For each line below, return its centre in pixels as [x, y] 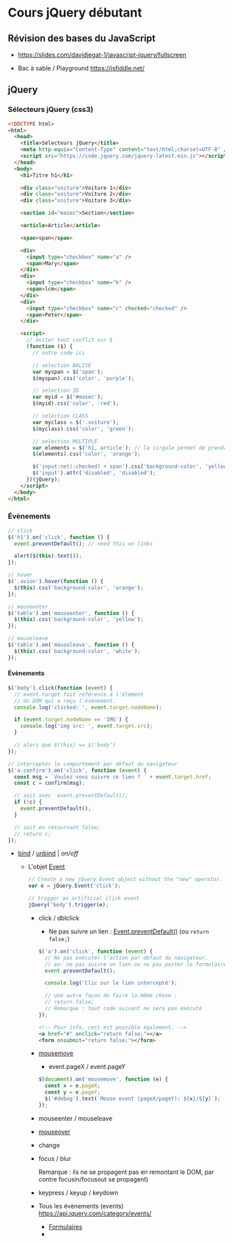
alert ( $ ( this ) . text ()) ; [48, 556]
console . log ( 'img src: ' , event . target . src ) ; [87, 726]
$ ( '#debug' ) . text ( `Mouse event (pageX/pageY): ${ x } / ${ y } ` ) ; [133, 1099]
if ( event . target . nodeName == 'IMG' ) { [71, 720]
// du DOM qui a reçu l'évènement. [65, 701]
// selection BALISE [62, 365]
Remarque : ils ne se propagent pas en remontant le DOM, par [126, 1172]
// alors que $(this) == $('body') [65, 745]
